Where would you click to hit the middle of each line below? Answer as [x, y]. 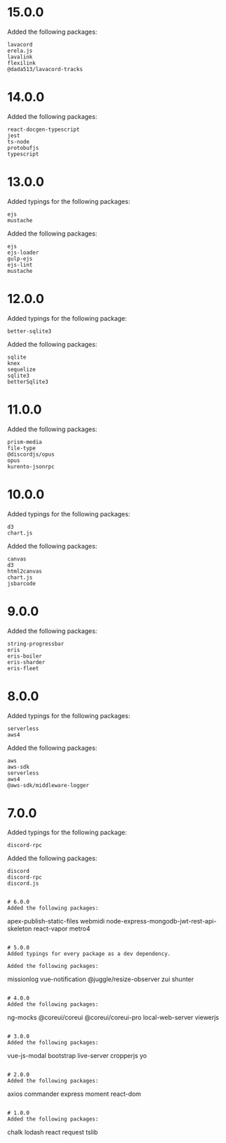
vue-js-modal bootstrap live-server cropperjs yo [77, 1056]
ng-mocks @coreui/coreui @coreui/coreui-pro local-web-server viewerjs [113, 1018]
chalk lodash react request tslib [53, 1132]
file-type [22, 448]
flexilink [22, 63]
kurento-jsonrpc [31, 466]
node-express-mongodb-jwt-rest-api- [161, 921]
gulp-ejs [20, 258]
